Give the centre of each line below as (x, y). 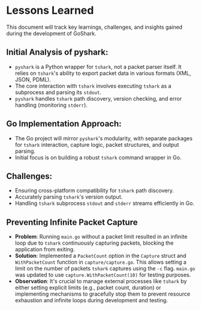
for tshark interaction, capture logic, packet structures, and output (97, 145)
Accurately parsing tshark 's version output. (69, 197)
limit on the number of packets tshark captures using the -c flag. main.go (105, 269)
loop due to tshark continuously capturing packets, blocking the (94, 243)
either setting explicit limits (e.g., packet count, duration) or (88, 288)
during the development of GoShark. (51, 33)
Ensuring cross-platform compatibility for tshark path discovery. (94, 191)
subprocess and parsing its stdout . (58, 92)
